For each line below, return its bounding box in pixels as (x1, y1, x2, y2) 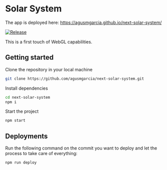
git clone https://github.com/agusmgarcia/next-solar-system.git (5, 76, 144, 81)
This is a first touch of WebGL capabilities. (5, 38, 92, 45)
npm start (5, 118, 26, 123)
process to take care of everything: (5, 151, 77, 157)
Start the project (5, 108, 39, 115)
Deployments (5, 132, 48, 140)
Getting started (5, 53, 54, 62)
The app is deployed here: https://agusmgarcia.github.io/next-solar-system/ (5, 19, 162, 25)
